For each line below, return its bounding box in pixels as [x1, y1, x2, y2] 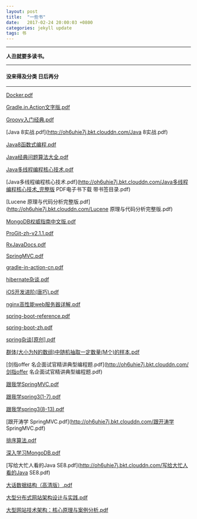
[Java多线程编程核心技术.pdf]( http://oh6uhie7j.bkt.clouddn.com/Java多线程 [6, 178, 189, 185]
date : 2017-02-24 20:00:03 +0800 [6, 19, 93, 25]
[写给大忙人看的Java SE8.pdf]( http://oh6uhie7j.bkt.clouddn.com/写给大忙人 [6, 462, 188, 469]
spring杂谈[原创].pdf [6, 336, 56, 343]
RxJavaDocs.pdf [6, 241, 46, 248]
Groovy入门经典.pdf [6, 116, 55, 123]
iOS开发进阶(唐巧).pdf [6, 289, 59, 296]
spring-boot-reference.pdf [6, 313, 70, 320]
